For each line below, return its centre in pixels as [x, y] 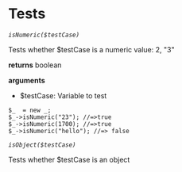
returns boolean [35, 65]
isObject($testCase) [43, 145]
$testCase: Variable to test [63, 95]
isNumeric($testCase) [44, 35]
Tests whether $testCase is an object [69, 159]
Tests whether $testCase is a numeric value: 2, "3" [91, 49]
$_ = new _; [30, 110]
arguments [27, 80]
